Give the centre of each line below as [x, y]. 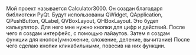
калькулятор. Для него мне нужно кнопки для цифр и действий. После [96, 27]
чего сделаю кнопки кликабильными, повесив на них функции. [86, 46]
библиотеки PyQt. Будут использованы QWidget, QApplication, [84, 15]
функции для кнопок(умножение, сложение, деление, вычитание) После [98, 39]
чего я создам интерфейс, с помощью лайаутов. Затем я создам [88, 33]
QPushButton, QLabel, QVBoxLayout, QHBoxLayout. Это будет [82, 21]
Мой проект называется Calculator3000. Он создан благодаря [84, 8]
